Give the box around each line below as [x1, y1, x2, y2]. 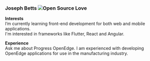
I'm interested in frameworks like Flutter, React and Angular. [5, 31, 125, 37]
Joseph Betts [5, 5, 37, 12]
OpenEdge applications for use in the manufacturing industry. [5, 50, 129, 56]
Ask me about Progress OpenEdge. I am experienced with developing [5, 46, 144, 51]
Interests [5, 16, 24, 22]
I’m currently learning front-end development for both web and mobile [5, 21, 146, 26]
